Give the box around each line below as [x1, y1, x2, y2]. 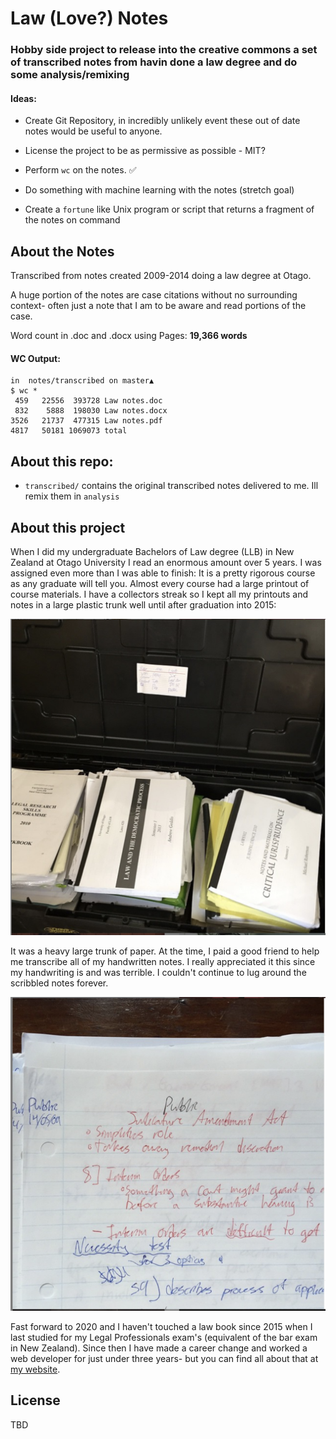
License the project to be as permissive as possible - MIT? [24, 145, 266, 157]
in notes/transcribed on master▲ [10, 376, 155, 386]
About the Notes [10, 243, 115, 260]
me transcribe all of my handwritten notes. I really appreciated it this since [10, 955, 316, 967]
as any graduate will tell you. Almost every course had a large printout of [10, 577, 310, 589]
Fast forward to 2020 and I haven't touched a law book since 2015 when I [10, 1320, 313, 1332]
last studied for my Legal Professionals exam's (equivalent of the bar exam [10, 1331, 318, 1343]
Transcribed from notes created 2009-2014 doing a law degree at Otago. [10, 270, 312, 282]
